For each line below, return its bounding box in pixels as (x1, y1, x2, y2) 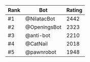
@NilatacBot (25, 15, 55, 22)
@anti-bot (25, 32, 50, 39)
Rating (66, 7, 83, 13)
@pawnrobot (25, 49, 56, 55)
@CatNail (25, 40, 48, 47)
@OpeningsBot (25, 24, 62, 30)
